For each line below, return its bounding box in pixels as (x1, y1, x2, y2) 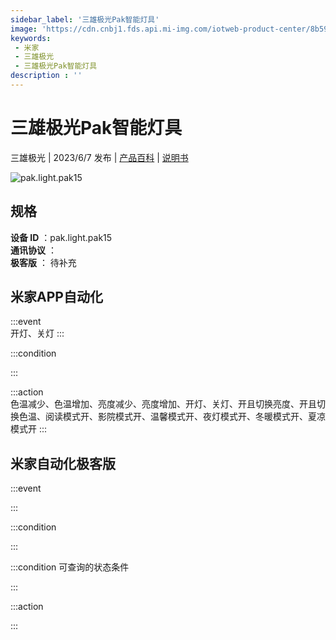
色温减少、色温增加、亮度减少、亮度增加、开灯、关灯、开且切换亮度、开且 (10, 398, 317, 410)
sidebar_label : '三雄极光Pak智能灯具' (10, 14, 160, 25)
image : (10, 24, 38, 34)
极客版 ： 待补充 (10, 256, 77, 268)
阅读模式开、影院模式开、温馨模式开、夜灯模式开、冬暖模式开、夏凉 (44, 411, 326, 423)
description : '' (10, 71, 83, 81)
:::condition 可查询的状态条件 (10, 561, 130, 573)
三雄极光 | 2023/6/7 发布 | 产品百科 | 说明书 (10, 151, 189, 163)
